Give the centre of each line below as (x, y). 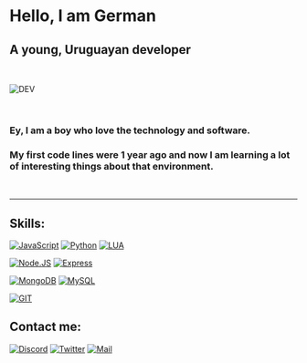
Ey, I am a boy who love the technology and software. (130, 130)
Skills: (27, 223)
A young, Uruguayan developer (101, 50)
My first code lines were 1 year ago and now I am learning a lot (150, 154)
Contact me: (46, 327)
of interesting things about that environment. (111, 166)
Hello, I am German (83, 16)
